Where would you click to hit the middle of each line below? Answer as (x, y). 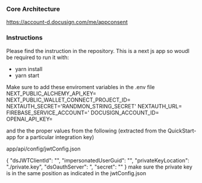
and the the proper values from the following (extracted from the (87, 131)
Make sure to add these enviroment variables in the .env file (80, 87)
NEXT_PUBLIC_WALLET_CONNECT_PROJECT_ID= (68, 100)
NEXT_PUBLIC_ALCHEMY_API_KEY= (51, 93)
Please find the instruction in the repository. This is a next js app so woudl (98, 51)
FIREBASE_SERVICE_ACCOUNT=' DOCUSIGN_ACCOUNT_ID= (83, 113)
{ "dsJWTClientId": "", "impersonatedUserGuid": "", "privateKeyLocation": (98, 160)
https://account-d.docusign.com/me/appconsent (67, 22)
